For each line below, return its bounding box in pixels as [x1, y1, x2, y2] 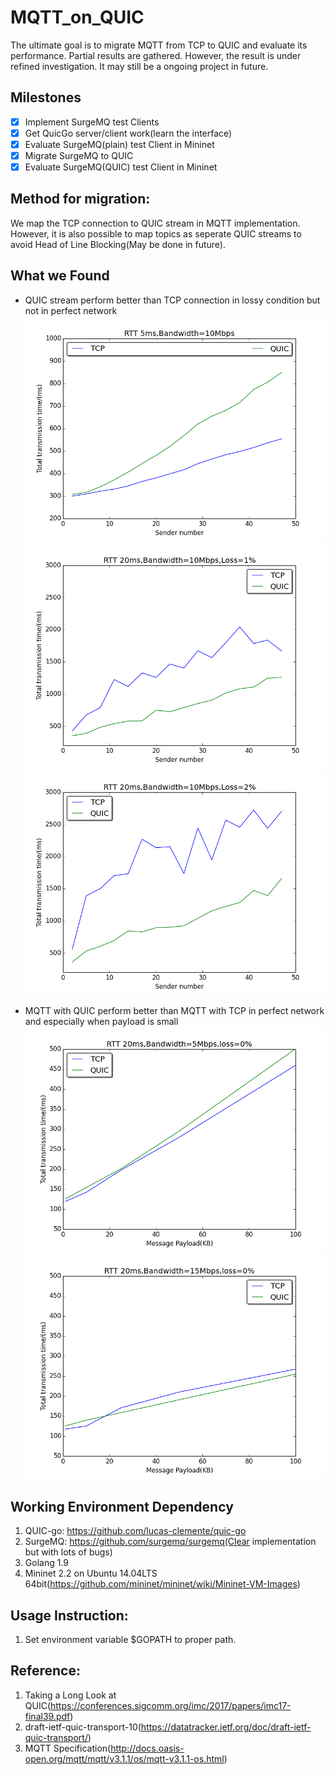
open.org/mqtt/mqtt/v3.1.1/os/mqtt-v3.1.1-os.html [24, 1752, 225, 1765]
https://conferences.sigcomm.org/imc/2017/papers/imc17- [50, 1699, 292, 1711]
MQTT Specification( [24, 1742, 112, 1754]
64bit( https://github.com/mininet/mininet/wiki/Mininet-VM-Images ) [24, 1578, 301, 1590]
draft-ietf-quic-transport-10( [24, 1721, 142, 1733]
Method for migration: [10, 191, 151, 208]
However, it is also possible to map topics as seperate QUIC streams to [10, 227, 302, 240]
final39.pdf [24, 1710, 71, 1722]
